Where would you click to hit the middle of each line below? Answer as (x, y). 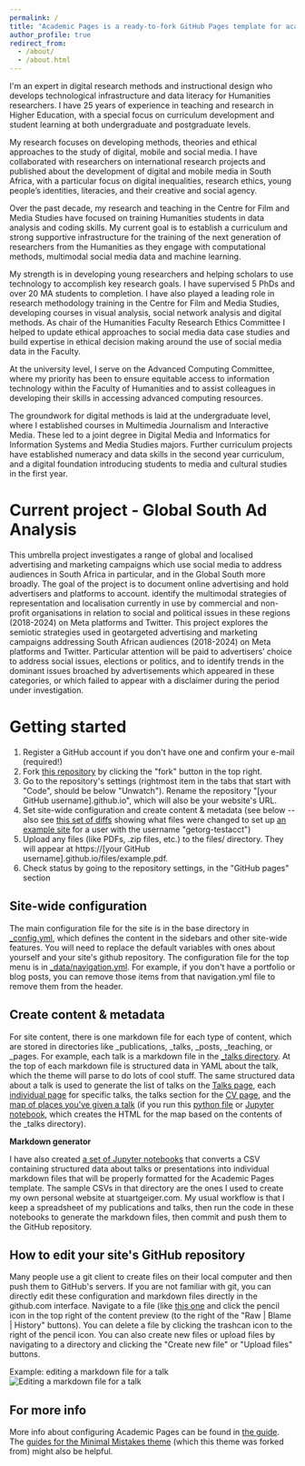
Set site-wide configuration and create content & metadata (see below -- (159, 809)
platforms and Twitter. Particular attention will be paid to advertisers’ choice (151, 651)
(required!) (43, 761)
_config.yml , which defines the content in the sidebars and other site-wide (148, 938)
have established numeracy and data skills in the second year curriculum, (147, 454)
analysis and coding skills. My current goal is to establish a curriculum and (149, 227)
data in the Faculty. (45, 351)
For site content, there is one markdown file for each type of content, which (151, 1037)
